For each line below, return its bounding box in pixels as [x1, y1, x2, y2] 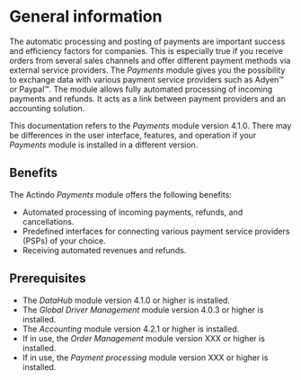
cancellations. [22, 216, 75, 226]
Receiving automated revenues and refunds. [22, 244, 187, 255]
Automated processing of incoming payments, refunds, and [22, 207, 243, 217]
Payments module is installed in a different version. [9, 139, 199, 150]
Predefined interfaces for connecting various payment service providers [22, 225, 290, 236]
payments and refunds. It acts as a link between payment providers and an [9, 93, 286, 104]
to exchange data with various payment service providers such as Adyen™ [9, 74, 285, 84]
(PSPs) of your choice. [22, 235, 106, 246]
